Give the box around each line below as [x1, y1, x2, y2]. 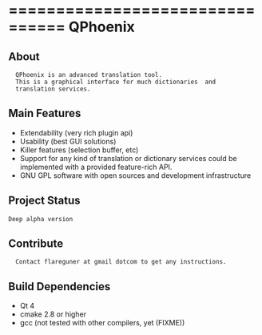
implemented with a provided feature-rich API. [19, 162, 173, 172]
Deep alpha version [8, 215, 73, 223]
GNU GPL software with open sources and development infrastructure [19, 170, 252, 180]
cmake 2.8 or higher [19, 309, 86, 319]
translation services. [15, 85, 91, 93]
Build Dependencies [8, 280, 111, 293]
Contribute [8, 237, 64, 251]
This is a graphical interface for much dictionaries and [15, 78, 216, 86]
